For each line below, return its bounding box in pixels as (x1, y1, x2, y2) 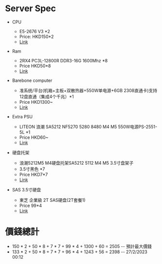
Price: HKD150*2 (19, 34, 54, 39)
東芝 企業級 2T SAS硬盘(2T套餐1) (19, 197, 86, 203)
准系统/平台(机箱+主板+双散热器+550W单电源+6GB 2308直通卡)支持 (19, 87, 158, 93)
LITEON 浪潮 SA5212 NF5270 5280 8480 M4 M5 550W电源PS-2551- (19, 124, 157, 130)
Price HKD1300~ (19, 99, 53, 105)
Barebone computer (12, 77, 53, 83)
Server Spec (5, 3, 56, 14)
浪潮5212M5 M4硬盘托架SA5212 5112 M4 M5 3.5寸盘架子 (19, 160, 134, 166)
